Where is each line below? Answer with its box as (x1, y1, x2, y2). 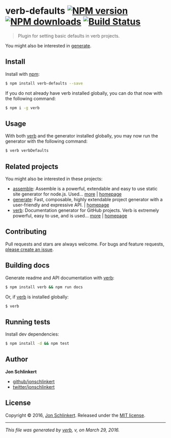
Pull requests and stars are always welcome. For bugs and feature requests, (5, 241, 164, 247)
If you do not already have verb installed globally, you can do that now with (5, 90, 163, 96)
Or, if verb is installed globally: (5, 293, 69, 300)
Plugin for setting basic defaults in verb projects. (17, 33, 120, 39)
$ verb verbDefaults (5, 148, 49, 153)
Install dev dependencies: (5, 331, 60, 337)
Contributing (5, 227, 47, 236)
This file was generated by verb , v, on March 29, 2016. (5, 427, 120, 433)
